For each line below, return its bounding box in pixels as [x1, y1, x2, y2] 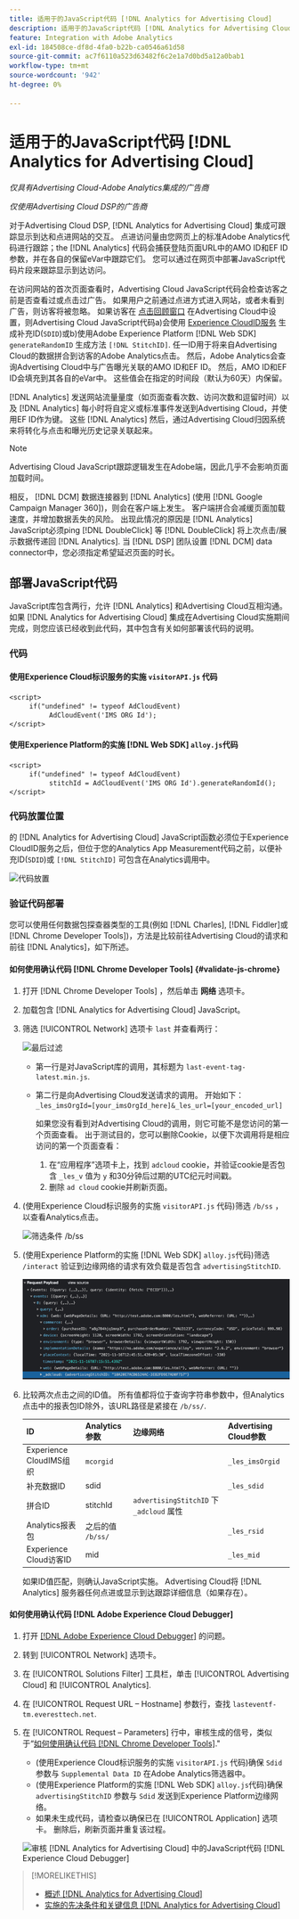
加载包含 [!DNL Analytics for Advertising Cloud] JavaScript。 [21, 1004, 246, 1015]
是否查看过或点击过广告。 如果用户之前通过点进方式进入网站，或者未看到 [16, 294, 285, 305]
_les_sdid [228, 1482, 264, 1491]
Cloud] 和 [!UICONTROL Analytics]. [21, 1680, 151, 1691]
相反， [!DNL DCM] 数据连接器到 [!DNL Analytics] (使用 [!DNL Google [9, 491, 263, 502]
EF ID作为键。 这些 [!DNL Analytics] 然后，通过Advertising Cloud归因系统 [16, 414, 286, 424]
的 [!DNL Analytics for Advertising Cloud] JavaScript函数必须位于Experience [9, 832, 289, 842]
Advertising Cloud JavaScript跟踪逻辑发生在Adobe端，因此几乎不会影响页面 [9, 461, 289, 472]
